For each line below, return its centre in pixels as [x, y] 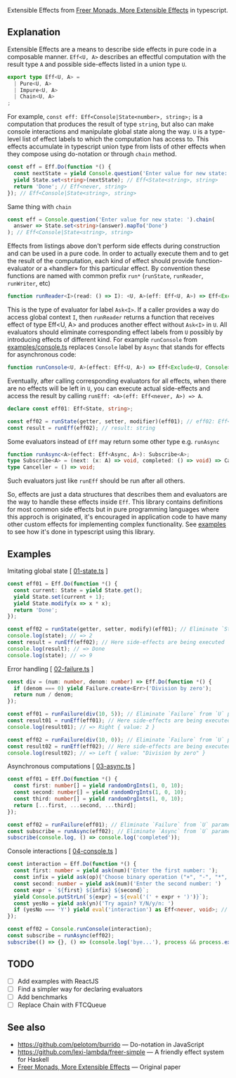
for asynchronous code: [42, 355]
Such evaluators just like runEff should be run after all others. [96, 481]
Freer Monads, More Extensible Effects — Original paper [99, 1067]
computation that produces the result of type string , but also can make [111, 124]
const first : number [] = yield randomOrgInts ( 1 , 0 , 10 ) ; [99, 786]
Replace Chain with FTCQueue [62, 1005]
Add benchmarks [42, 997]
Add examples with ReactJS [58, 981]
